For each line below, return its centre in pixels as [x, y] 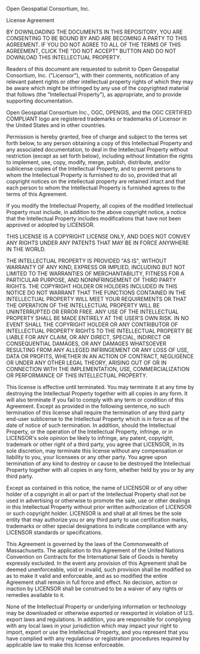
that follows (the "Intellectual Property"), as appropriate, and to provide [94, 94]
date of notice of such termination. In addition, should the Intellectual [91, 425]
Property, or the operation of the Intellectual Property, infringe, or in [90, 432]
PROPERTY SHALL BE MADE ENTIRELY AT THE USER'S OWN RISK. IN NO [98, 318]
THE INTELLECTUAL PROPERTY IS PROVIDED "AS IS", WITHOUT [87, 261]
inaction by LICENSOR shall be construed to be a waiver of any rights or [95, 589]
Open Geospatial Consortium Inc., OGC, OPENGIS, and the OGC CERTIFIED [99, 112]
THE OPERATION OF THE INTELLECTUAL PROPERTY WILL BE [83, 305]
